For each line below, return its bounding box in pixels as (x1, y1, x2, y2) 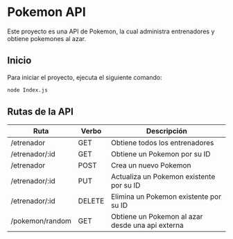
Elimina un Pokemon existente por (110, 192, 222, 201)
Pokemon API (7, 4, 87, 20)
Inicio (7, 55, 32, 67)
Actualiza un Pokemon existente (110, 172, 216, 181)
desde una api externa (110, 220, 184, 230)
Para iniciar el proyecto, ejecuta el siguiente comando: (7, 73, 162, 81)
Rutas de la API (7, 106, 74, 118)
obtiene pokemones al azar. (7, 34, 87, 42)
